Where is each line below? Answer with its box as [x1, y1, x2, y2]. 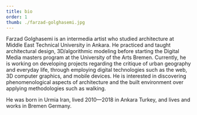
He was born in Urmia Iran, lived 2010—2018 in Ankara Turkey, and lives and [6, 96, 191, 103]
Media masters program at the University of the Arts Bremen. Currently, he [6, 54, 186, 61]
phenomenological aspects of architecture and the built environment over [6, 79, 184, 86]
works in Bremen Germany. [6, 103, 72, 110]
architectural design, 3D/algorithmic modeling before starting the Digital [6, 48, 180, 55]
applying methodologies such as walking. [6, 85, 107, 92]
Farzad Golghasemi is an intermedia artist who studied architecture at [6, 36, 174, 43]
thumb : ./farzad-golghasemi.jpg [6, 19, 85, 25]
